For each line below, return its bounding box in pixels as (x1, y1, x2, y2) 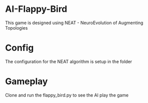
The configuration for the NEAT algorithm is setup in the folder (5, 58, 132, 65)
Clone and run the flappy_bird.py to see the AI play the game (5, 92, 129, 98)
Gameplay (5, 76, 48, 87)
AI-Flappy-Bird (5, 3, 68, 15)
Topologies (5, 25, 28, 31)
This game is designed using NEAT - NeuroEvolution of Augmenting (5, 20, 144, 26)
